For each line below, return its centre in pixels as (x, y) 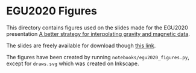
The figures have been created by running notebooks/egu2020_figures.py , (98, 57)
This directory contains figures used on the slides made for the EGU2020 (97, 28)
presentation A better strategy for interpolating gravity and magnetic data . (98, 34)
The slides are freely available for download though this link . (81, 45)
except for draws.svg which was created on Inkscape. (73, 63)
